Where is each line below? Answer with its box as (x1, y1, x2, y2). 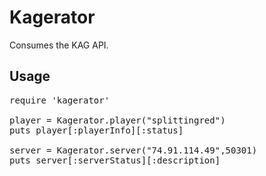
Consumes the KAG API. (9, 39, 109, 51)
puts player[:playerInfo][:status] (9, 124, 184, 136)
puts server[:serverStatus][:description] (9, 154, 221, 166)
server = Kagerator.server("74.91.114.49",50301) (9, 144, 258, 156)
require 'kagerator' (9, 94, 111, 106)
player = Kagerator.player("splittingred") (9, 114, 226, 126)
